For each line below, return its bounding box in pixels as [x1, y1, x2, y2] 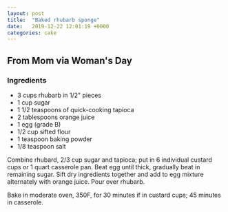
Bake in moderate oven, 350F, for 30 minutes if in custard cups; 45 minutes [7, 191, 222, 199]
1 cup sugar [17, 98, 50, 107]
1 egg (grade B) [17, 120, 61, 128]
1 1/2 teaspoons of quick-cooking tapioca [17, 105, 134, 114]
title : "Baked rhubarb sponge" [7, 17, 100, 23]
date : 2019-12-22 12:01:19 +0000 [7, 23, 110, 30]
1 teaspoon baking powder [17, 135, 93, 143]
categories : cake [7, 29, 57, 36]
